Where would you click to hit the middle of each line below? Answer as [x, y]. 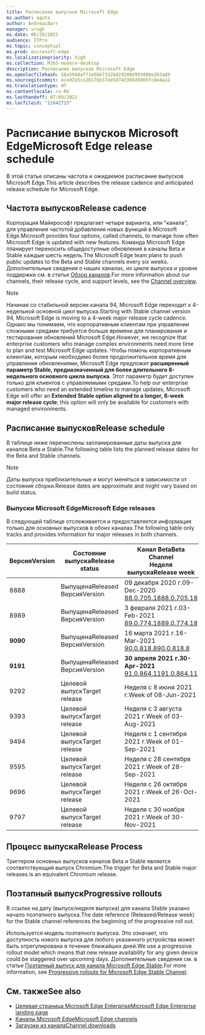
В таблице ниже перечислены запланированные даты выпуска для [94, 443]
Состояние [90, 554]
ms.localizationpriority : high [46, 57]
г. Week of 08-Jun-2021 [160, 695]
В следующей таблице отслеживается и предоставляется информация [99, 521]
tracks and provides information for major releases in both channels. [92, 535]
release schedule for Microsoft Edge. [53, 189]
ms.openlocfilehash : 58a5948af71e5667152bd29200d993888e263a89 [88, 75]
